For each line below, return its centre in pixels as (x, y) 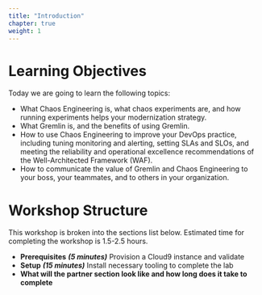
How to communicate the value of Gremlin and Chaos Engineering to (134, 169)
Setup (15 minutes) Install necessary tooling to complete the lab (127, 265)
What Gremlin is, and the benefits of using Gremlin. (105, 126)
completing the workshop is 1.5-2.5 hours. (78, 241)
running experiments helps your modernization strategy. (113, 117)
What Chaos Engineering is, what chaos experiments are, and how (130, 109)
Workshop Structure (78, 210)
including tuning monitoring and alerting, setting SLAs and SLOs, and (134, 143)
